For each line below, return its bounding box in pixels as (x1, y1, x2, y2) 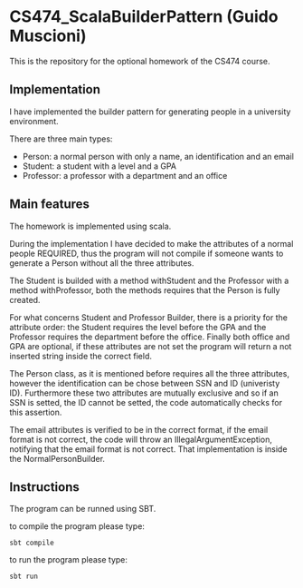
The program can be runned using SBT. (9, 504, 156, 514)
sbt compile (9, 538, 54, 548)
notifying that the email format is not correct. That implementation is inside (9, 443, 288, 455)
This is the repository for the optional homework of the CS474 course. (9, 55, 270, 66)
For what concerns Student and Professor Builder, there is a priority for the (9, 311, 288, 323)
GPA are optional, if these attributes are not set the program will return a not (9, 340, 292, 351)
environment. (9, 115, 59, 126)
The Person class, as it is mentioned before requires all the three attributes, (9, 367, 289, 378)
